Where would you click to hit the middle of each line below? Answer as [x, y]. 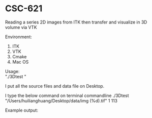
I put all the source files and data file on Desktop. [55, 86]
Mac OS [20, 62]
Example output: [22, 110]
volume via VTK [21, 27]
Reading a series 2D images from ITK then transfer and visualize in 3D [76, 22]
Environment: [18, 37]
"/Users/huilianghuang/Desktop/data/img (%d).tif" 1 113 [61, 100]
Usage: [12, 71]
